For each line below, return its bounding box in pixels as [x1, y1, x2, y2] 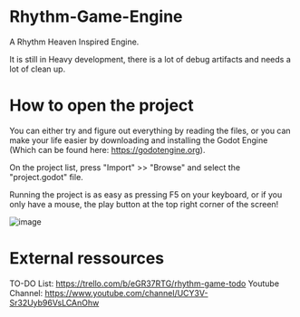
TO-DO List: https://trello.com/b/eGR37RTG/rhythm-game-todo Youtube [9, 278, 279, 289]
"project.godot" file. [9, 171, 83, 182]
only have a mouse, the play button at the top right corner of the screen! [9, 198, 279, 209]
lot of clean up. [9, 63, 66, 74]
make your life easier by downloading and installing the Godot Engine [9, 134, 268, 146]
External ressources [9, 248, 165, 269]
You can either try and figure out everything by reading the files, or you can [9, 125, 292, 136]
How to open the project [9, 95, 195, 116]
